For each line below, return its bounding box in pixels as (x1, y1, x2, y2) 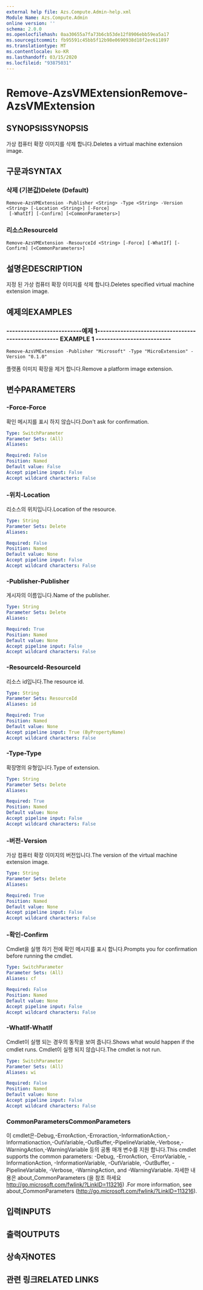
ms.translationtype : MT (6, 43, 67, 49)
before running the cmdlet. (6, 952, 73, 959)
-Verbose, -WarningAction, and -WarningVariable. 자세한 (49, 1166, 190, 1174)
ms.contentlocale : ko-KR (6, 49, 69, 55)
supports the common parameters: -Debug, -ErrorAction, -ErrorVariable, (6, 1153, 187, 1160)
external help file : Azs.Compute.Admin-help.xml (6, 9, 131, 15)
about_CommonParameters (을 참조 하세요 (17, 1174, 121, 1182)
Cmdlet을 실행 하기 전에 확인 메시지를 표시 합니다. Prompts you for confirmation (6, 945, 198, 953)
